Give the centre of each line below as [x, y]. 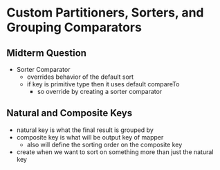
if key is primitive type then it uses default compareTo [103, 84]
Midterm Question [47, 53]
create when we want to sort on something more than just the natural [115, 152]
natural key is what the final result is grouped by [85, 130]
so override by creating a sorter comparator [100, 92]
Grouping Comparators [74, 27]
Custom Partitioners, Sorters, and [105, 13]
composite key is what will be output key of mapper [90, 137]
